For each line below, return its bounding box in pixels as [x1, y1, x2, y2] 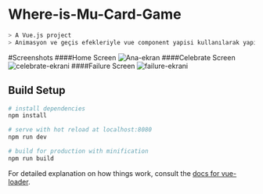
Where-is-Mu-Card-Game [8, 5, 182, 23]
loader [8, 177, 29, 186]
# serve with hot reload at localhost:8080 [8, 126, 153, 134]
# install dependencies [8, 104, 86, 113]
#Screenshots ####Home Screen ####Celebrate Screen [8, 52, 236, 62]
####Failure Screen [71, 61, 135, 70]
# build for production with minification [8, 147, 149, 155]
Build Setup [8, 84, 66, 97]
